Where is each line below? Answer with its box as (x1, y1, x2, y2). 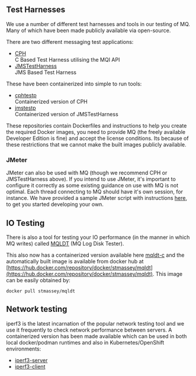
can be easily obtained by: (6, 276, 71, 283)
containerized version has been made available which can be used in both (6, 332, 187, 340)
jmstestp (14, 104, 36, 111)
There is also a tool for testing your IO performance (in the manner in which (6, 234, 190, 241)
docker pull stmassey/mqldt (6, 288, 76, 294)
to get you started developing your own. (6, 201, 104, 208)
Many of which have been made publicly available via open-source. (6, 27, 171, 34)
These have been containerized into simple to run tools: (6, 80, 142, 87)
